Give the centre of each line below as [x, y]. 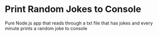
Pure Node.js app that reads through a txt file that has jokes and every [79, 23]
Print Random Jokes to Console [73, 9]
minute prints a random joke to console [46, 28]
